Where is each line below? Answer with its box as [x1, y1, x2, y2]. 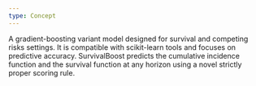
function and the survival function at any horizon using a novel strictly [8, 59, 242, 69]
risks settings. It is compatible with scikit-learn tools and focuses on [8, 42, 236, 52]
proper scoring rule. [8, 68, 76, 77]
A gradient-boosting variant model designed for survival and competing [8, 34, 249, 43]
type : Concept [8, 11, 57, 20]
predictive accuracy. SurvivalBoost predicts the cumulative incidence [8, 51, 240, 60]
